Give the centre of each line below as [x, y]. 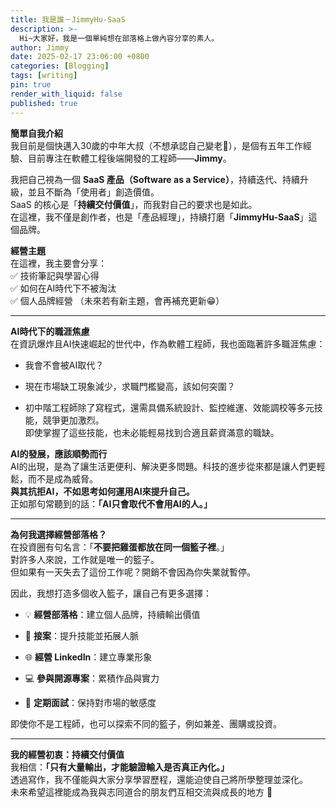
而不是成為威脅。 [62, 478]
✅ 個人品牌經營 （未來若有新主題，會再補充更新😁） [117, 300]
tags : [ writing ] [44, 76]
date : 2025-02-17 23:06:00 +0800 [80, 57]
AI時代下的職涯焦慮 [50, 331]
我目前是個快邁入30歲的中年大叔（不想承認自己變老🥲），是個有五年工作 [156, 145]
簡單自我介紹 [36, 133]
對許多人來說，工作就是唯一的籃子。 [85, 559]
